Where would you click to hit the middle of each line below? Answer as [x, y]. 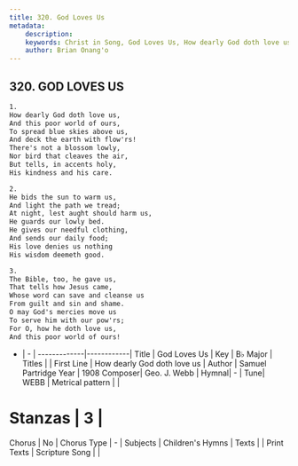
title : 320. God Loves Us [57, 17]
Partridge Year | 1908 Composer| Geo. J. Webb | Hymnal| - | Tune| [143, 373]
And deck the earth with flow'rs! [73, 140]
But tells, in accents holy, [63, 165]
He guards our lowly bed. [57, 222]
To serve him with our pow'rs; [67, 320]
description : [49, 34]
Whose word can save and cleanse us [77, 296]
